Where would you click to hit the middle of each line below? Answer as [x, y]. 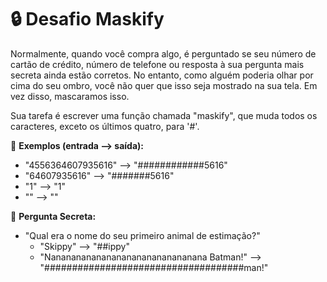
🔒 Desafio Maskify [87, 19]
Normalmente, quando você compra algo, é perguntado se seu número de [163, 53]
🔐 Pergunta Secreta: [53, 216]
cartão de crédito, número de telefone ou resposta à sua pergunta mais [157, 64]
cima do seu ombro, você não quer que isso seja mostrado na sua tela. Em [164, 85]
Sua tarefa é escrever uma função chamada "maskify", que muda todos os [164, 115]
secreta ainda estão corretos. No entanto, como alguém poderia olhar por [162, 75]
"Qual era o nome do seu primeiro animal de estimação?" [142, 235]
